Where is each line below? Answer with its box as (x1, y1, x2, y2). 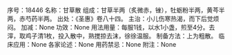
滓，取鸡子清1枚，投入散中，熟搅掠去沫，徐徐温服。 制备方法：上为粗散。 (7, 32, 217, 40)
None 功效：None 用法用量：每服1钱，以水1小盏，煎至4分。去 (39, 23, 215, 31)
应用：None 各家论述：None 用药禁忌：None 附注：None (12, 41, 177, 48)
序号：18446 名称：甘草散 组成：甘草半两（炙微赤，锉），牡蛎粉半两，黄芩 (7, 6, 219, 14)
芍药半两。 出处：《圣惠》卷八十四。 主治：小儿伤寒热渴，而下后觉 (25, 14, 213, 23)
